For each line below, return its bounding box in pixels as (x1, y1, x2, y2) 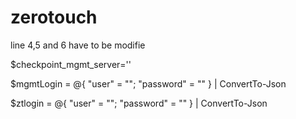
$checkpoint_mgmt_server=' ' (10, 58, 132, 70)
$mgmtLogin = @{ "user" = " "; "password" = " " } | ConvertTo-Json (10, 77, 287, 90)
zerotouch (10, 6, 98, 29)
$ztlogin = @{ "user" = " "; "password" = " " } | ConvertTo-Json (10, 97, 268, 109)
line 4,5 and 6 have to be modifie (10, 39, 146, 51)
